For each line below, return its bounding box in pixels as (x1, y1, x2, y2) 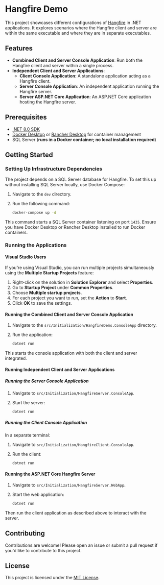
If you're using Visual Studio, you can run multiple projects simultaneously (5, 265, 155, 270)
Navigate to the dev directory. (12, 191, 72, 197)
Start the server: (12, 399, 46, 405)
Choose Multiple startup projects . (12, 290, 82, 296)
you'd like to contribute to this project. (5, 547, 82, 553)
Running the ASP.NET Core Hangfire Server (5, 471, 95, 477)
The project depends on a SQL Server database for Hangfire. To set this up (5, 176, 157, 182)
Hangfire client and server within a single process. (12, 62, 114, 68)
